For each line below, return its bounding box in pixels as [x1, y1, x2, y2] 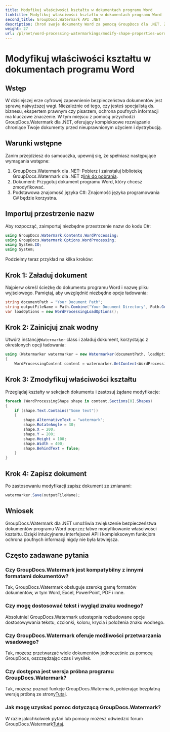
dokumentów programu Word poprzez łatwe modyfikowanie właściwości [5, 525, 157, 531]
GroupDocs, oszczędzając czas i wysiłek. [5, 655, 92, 661]
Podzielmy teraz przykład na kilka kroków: [5, 256, 93, 262]
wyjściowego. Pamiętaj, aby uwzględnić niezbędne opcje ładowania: [5, 290, 148, 296]
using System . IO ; [5, 242, 42, 247]
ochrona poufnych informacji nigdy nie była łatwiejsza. [5, 536, 119, 543]
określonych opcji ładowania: [5, 342, 66, 348]
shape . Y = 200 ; [23, 431, 56, 437]
